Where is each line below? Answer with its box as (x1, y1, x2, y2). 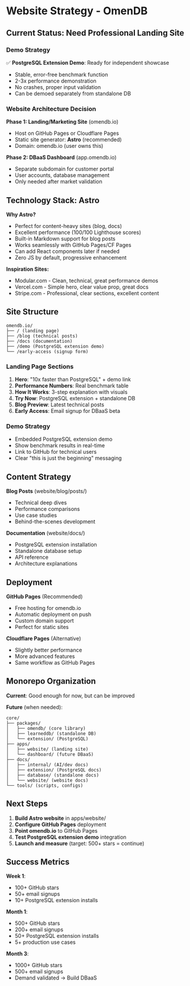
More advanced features (14, 653, 75, 660)
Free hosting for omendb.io (14, 605, 82, 612)
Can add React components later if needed (14, 248, 120, 255)
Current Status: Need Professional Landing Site (6, 28, 185, 38)
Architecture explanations (14, 560, 78, 567)
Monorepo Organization (6, 676, 96, 687)
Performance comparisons (14, 505, 80, 513)
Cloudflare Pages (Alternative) (6, 635, 82, 642)
